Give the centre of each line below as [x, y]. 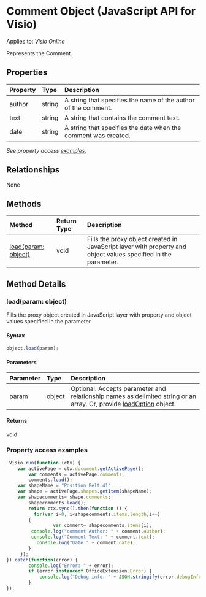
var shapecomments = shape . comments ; [64, 497]
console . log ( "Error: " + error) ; [71, 566]
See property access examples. [47, 150]
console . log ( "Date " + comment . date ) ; [86, 543]
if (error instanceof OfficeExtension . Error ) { [90, 571]
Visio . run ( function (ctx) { [45, 463]
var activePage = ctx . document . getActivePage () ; [81, 468]
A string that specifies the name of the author [129, 100]
